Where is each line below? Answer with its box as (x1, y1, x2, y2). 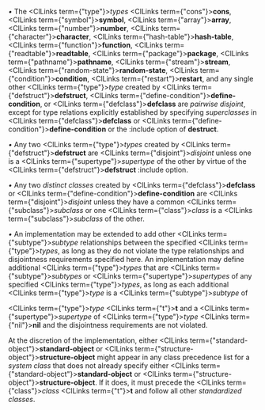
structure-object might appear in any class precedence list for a (39, 352, 251, 362)
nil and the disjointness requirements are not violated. (32, 321, 208, 329)
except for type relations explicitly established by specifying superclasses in (8, 108, 257, 117)
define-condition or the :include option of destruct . (49, 124, 219, 134)
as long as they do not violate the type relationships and (62, 246, 244, 256)
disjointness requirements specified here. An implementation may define (8, 255, 244, 264)
